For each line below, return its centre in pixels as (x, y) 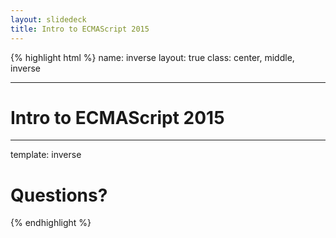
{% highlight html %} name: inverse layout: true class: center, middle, (152, 57)
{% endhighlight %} (51, 223)
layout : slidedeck (48, 19)
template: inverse (46, 155)
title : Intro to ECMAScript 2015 (80, 29)
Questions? (59, 195)
